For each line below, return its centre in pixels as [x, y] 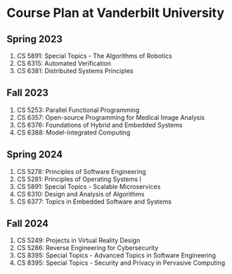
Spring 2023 [34, 39]
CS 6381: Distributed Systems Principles [75, 71]
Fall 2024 [28, 224]
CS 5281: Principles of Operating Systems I [79, 179]
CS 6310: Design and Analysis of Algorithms [80, 194]
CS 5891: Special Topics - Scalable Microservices [89, 186]
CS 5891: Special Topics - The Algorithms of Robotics [95, 56]
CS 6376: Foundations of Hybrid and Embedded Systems [99, 125]
